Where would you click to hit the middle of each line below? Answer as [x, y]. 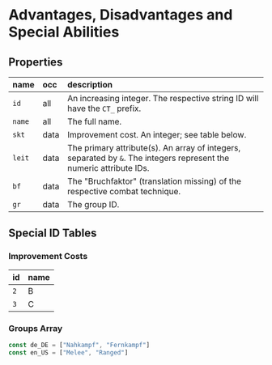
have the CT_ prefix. [104, 108]
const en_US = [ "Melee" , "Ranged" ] [68, 352]
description [90, 85]
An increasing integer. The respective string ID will [163, 98]
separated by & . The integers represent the [149, 158]
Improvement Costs [48, 257]
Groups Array [36, 328]
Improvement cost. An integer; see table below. [157, 135]
